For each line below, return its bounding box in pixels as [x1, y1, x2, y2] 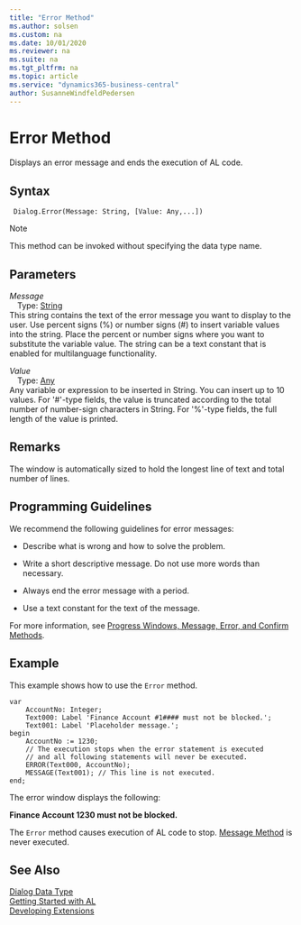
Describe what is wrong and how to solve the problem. [22, 540, 225, 551]
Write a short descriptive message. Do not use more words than [22, 558, 260, 569]
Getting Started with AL [9, 896, 96, 907]
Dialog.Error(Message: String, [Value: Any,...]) [13, 207, 204, 216]
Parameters [9, 267, 77, 282]
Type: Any [17, 375, 56, 386]
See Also [9, 862, 60, 877]
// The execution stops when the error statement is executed [25, 745, 264, 754]
